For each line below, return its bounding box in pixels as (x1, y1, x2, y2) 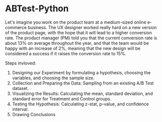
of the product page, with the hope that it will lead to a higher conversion (5, 30, 152, 35)
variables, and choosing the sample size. (12, 75, 94, 81)
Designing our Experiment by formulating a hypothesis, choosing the (12, 69, 151, 75)
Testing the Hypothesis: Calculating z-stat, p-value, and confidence (12, 101, 149, 107)
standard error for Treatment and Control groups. (12, 95, 112, 101)
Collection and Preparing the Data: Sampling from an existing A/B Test (12, 80, 154, 86)
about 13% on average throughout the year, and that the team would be (5, 40, 149, 46)
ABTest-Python (5, 3, 69, 14)
